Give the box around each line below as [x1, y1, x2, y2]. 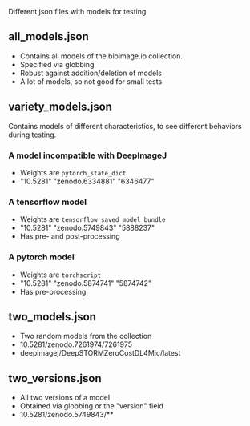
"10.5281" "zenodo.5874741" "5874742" [19, 278, 152, 287]
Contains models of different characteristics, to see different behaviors [8, 121, 242, 131]
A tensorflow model [8, 196, 87, 207]
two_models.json [8, 310, 96, 324]
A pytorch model [8, 251, 75, 263]
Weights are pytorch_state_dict [19, 167, 127, 177]
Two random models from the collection [19, 332, 152, 341]
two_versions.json [8, 372, 102, 385]
